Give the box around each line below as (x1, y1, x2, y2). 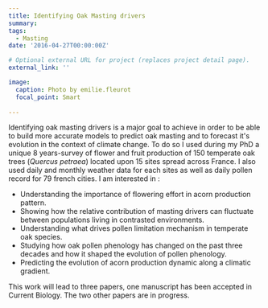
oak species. (19, 232, 63, 242)
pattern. (19, 198, 47, 207)
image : (8, 78, 31, 86)
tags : (8, 27, 27, 35)
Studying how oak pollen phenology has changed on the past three (19, 240, 243, 250)
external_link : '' (8, 64, 70, 72)
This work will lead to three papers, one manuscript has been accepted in (8, 282, 252, 292)
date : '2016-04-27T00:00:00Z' (8, 42, 110, 50)
